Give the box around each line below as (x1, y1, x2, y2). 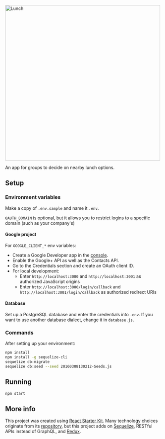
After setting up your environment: (5, 341, 75, 347)
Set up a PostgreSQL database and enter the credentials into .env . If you (5, 312, 153, 318)
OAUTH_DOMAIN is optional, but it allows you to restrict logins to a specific (5, 215, 150, 221)
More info (5, 405, 36, 413)
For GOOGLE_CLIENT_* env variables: (5, 242, 76, 248)
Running (5, 378, 32, 386)
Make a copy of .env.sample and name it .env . (5, 205, 99, 211)
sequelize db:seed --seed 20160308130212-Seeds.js (5, 364, 112, 369)
